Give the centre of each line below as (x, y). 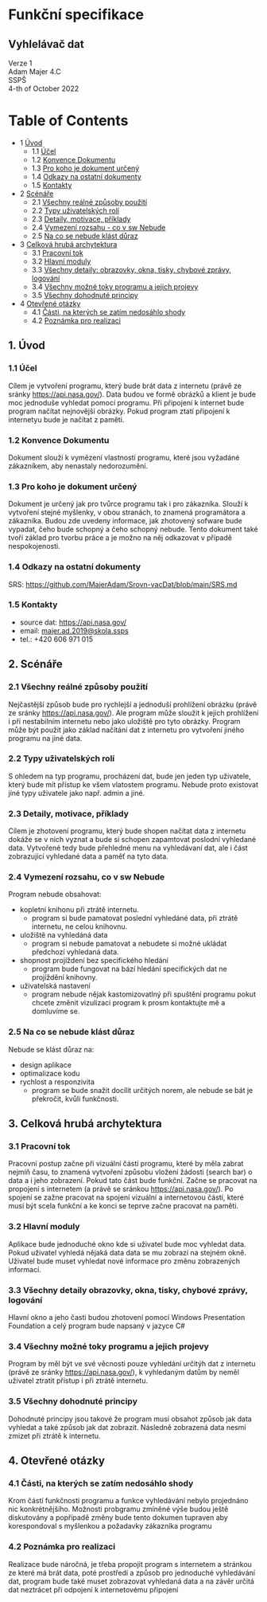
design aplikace (46, 1064)
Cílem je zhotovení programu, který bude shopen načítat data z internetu (127, 831)
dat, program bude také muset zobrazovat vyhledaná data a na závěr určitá (131, 1581)
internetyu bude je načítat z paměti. (66, 419)
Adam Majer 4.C (35, 72)
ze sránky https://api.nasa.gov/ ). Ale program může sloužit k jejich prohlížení (133, 713)
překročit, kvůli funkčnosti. (75, 1099)
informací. (25, 1269)
